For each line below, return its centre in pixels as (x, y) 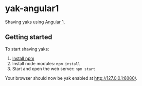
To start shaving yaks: (27, 49)
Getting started (29, 37)
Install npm (23, 58)
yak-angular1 (32, 9)
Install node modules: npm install (46, 63)
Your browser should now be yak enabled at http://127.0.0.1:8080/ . (71, 78)
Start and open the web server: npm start (54, 69)
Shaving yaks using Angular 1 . (35, 22)
